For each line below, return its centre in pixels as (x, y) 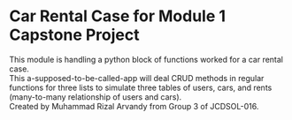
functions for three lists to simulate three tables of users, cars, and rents (141, 87)
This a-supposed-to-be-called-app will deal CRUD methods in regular (137, 78)
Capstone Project (74, 35)
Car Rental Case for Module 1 (118, 16)
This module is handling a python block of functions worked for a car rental (146, 59)
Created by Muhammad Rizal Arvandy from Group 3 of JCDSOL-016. (134, 106)
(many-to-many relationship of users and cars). (96, 97)
